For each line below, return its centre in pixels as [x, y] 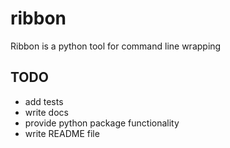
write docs [46, 112]
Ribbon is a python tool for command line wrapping [116, 46]
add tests [44, 101]
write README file [62, 133]
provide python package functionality [102, 123]
